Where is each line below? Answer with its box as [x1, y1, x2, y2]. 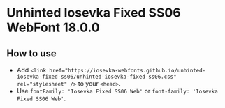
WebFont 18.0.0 [6, 20, 100, 36]
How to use [6, 47, 57, 59]
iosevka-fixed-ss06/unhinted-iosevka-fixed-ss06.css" [16, 73, 177, 80]
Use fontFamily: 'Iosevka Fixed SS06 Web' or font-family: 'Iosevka [16, 87, 218, 95]
